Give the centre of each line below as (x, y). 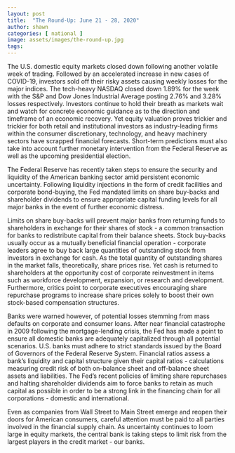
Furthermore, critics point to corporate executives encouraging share (107, 288)
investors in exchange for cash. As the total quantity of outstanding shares (115, 258)
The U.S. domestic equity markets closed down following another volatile (113, 66)
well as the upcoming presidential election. (69, 156)
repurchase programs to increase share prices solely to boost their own (110, 295)
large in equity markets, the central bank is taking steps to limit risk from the (117, 434)
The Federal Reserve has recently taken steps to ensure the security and (112, 170)
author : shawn (28, 27)
